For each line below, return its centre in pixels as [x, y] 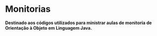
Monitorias [28, 9]
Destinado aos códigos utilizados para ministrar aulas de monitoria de [78, 23]
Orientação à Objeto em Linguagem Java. [49, 28]
